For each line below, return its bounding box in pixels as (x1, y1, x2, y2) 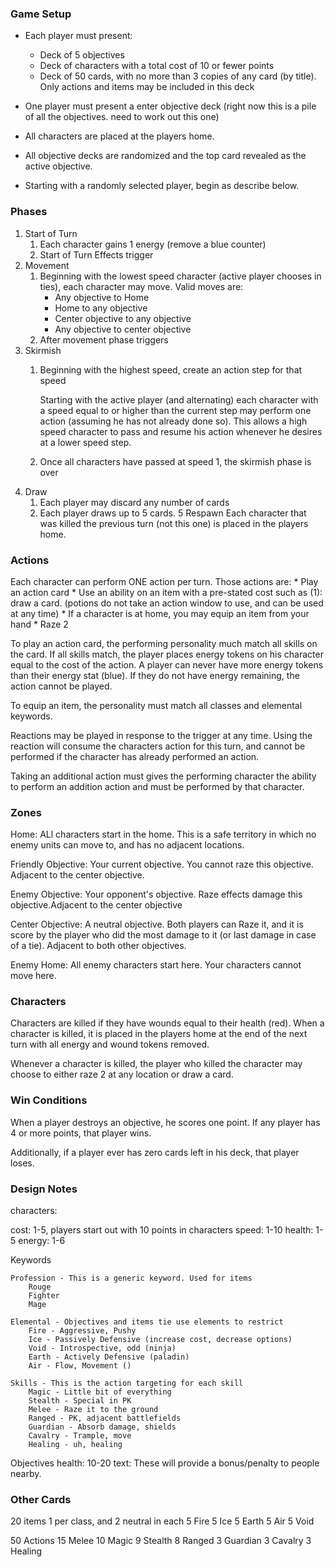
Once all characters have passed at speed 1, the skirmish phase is (39, 455, 312, 467)
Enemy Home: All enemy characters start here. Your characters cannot (10, 959, 302, 971)
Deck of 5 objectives (39, 49, 125, 61)
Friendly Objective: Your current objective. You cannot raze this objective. (10, 858, 314, 871)
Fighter (28, 1291, 60, 1301)
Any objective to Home (54, 291, 150, 303)
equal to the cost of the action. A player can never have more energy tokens (10, 658, 324, 671)
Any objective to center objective (54, 323, 192, 335)
